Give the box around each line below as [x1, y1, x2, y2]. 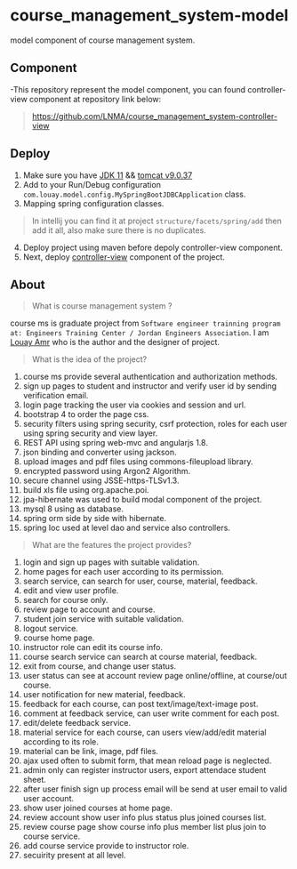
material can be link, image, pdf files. [22, 746, 159, 757]
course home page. [22, 632, 95, 643]
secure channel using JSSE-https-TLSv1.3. [22, 475, 180, 486]
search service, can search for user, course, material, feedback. [22, 575, 258, 587]
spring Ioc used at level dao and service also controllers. [22, 522, 230, 534]
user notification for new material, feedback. [22, 689, 186, 700]
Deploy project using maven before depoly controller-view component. [22, 242, 284, 253]
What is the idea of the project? [31, 354, 148, 365]
